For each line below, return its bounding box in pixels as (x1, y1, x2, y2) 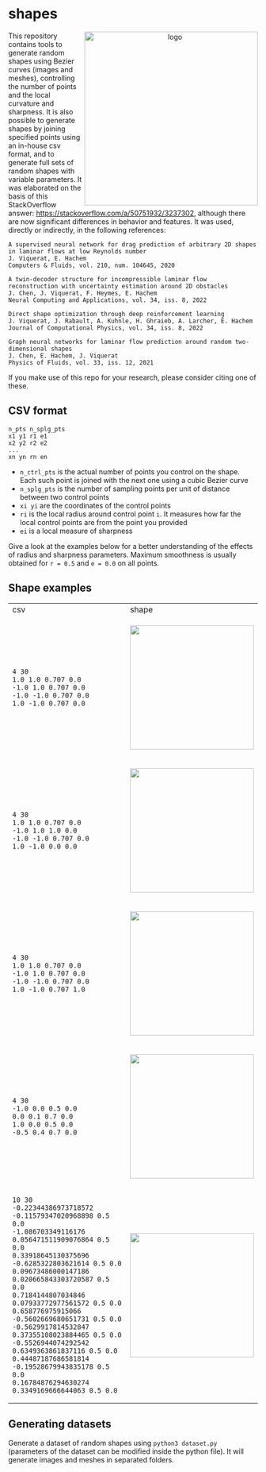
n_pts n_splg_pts (8, 425, 66, 433)
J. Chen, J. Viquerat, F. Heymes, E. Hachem (8, 289, 158, 297)
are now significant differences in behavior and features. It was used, (8, 216, 234, 226)
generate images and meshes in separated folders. (8, 1455, 174, 1465)
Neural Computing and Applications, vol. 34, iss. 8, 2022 (8, 296, 207, 304)
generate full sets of (8, 157, 74, 167)
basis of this (8, 191, 48, 201)
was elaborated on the (8, 183, 82, 192)
